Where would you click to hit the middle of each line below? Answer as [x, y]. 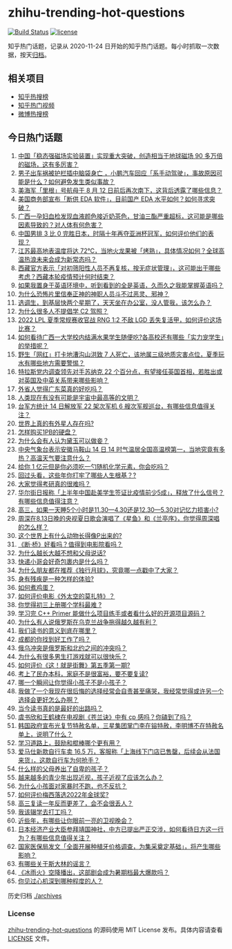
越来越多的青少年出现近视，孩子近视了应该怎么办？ [90, 777]
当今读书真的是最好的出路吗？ [60, 708]
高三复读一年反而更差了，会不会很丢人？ [75, 803]
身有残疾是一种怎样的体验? [56, 579]
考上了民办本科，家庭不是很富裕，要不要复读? [83, 673]
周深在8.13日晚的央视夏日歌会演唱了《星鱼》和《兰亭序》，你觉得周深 [116, 518]
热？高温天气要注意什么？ [54, 458]
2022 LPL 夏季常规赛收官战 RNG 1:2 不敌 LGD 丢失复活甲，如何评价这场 [119, 320]
